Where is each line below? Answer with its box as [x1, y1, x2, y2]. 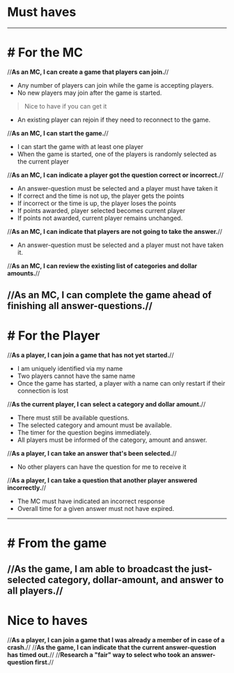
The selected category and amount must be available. [17, 421, 172, 429]
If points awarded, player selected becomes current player [17, 206, 186, 214]
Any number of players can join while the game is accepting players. [17, 81, 214, 89]
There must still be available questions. [17, 413, 130, 422]
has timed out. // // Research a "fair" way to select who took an [7, 650, 190, 658]
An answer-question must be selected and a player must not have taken [17, 241, 224, 249]
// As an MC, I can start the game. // [7, 129, 109, 137]
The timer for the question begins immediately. [17, 429, 152, 437]
